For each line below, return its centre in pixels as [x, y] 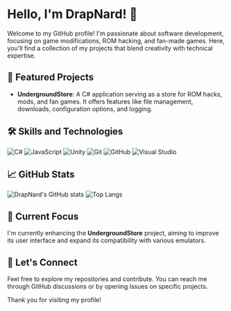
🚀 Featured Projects [51, 77]
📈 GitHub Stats [41, 174]
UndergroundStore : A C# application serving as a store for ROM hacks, [120, 94]
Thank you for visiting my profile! [54, 300]
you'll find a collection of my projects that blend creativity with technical [110, 48]
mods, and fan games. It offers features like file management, [105, 101]
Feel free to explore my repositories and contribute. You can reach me [107, 279]
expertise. [22, 56]
